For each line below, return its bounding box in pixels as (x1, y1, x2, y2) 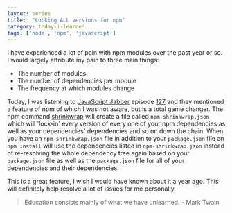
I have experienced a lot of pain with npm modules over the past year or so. (7, 49, 223, 57)
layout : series (7, 10, 51, 17)
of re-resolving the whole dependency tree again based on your (7, 149, 190, 157)
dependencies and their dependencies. (7, 164, 119, 172)
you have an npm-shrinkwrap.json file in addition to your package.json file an (7, 135, 224, 143)
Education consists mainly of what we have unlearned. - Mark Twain (24, 198, 220, 207)
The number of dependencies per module (17, 77, 137, 85)
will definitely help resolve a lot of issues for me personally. (7, 185, 177, 193)
